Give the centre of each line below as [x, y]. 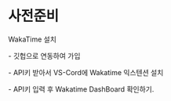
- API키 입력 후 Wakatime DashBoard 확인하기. [81, 89]
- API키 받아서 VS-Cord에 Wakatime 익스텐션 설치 [86, 72]
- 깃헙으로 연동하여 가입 [44, 56]
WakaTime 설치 [33, 39]
